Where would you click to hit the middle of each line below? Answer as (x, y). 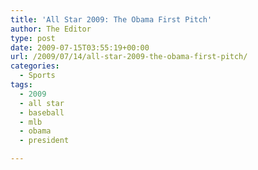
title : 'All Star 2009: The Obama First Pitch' (111, 19)
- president (44, 141)
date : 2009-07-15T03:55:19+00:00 (80, 47)
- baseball (42, 112)
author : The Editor (51, 29)
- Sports (37, 76)
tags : (21, 85)
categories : (35, 66)
